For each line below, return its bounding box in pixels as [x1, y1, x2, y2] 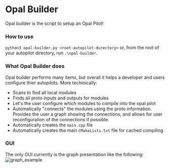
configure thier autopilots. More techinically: [5, 80, 98, 86]
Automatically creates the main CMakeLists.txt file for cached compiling [12, 127, 163, 133]
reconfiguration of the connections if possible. [12, 116, 110, 122]
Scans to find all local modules [12, 89, 77, 95]
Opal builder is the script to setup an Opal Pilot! [5, 20, 104, 26]
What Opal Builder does [5, 62, 65, 70]
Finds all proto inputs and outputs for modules [12, 95, 109, 101]
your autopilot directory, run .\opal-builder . [5, 50, 98, 56]
